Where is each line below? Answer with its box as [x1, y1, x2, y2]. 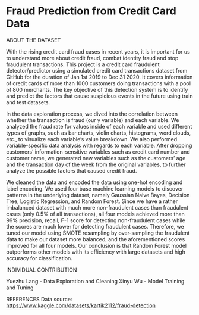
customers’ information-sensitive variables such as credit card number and [6, 148, 190, 155]
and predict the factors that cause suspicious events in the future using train [6, 92, 193, 99]
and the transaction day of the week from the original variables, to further [6, 161, 186, 168]
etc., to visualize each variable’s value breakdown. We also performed [6, 135, 177, 142]
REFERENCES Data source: [6, 295, 72, 302]
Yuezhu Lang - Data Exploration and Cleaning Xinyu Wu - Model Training [6, 277, 185, 285]
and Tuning [6, 284, 34, 291]
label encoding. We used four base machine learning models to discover [6, 185, 184, 192]
